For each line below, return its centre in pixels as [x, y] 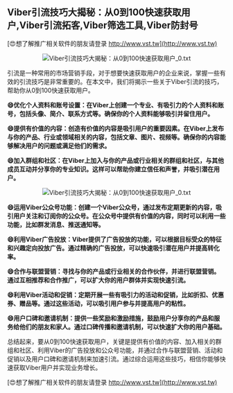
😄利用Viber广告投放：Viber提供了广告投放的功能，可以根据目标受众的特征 [114, 239]
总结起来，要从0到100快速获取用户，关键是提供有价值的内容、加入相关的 [112, 341]
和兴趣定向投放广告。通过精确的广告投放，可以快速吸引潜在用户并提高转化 [113, 247]
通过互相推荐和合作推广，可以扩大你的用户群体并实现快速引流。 [98, 280]
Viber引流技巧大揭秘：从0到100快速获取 [94, 12]
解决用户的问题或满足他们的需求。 [62, 146]
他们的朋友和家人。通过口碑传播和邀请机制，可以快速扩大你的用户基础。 [122, 326]
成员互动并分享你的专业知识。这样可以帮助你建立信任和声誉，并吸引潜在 [110, 169]
